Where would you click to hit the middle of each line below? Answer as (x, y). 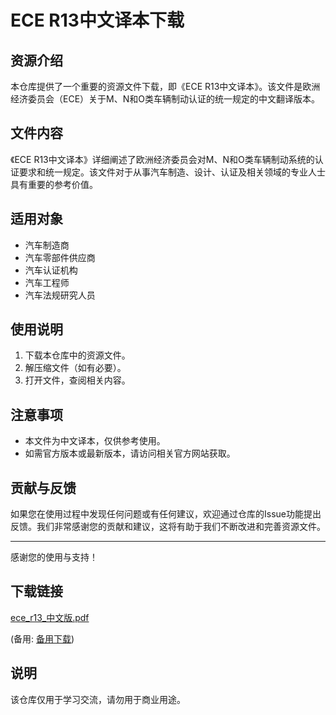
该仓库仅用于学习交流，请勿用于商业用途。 (98, 699)
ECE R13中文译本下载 (97, 20)
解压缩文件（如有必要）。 (75, 368)
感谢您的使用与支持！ (54, 557)
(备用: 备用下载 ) (42, 638)
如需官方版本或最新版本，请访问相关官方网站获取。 (130, 453)
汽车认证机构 (51, 270)
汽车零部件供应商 (60, 257)
